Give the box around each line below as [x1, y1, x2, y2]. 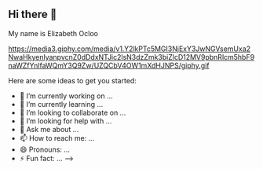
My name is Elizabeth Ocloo [8, 28, 98, 38]
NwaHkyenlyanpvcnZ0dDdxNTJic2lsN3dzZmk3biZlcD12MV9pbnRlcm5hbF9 [8, 52, 255, 61]
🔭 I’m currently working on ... [19, 91, 113, 101]
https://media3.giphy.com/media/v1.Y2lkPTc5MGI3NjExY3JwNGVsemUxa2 [8, 44, 251, 53]
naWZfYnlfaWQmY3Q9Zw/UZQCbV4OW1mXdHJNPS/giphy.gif [8, 61, 210, 70]
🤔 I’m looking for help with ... [19, 116, 112, 126]
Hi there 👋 [8, 8, 57, 21]
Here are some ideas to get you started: [8, 75, 137, 85]
